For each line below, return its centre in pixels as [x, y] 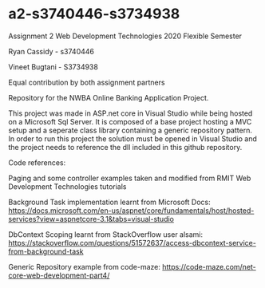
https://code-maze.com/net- [210, 266]
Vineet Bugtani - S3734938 [53, 67]
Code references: [37, 162]
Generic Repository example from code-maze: [85, 266]
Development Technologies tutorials [67, 186]
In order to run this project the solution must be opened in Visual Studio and [133, 138]
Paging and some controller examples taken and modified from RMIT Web [130, 178]
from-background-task [46, 251]
